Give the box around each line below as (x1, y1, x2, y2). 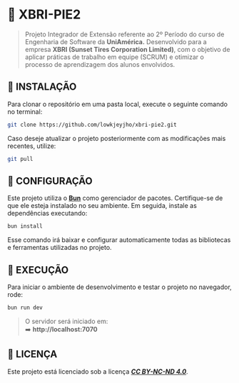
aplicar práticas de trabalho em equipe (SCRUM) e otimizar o (24, 53, 205, 61)
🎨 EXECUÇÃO (7, 263, 69, 276)
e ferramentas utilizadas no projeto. (7, 243, 112, 252)
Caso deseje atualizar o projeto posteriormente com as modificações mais (7, 134, 226, 142)
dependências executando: (7, 209, 88, 218)
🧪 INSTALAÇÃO (7, 81, 77, 93)
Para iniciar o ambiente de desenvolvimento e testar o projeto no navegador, (7, 283, 232, 291)
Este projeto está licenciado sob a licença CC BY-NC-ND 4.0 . (7, 367, 188, 376)
